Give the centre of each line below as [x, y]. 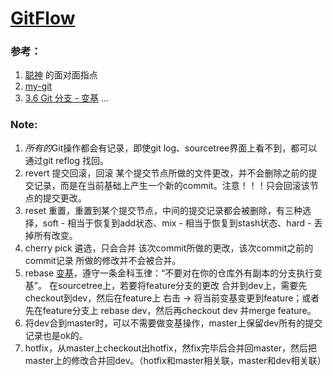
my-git [38, 86]
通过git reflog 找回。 [66, 160]
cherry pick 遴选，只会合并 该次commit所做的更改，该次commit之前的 [169, 248]
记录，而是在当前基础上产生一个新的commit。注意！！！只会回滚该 [171, 185]
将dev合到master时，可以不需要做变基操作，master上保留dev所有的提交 [173, 323]
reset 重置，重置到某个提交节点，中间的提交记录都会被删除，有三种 [163, 210]
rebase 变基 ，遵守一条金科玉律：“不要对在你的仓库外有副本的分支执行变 [173, 273]
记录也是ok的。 [56, 335]
